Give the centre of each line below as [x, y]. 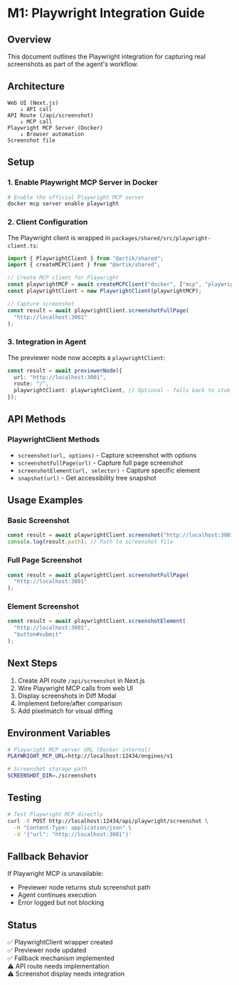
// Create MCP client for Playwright [63, 278]
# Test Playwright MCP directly [55, 814]
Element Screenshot [43, 607]
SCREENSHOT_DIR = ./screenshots [52, 776]
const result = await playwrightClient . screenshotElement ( [97, 622]
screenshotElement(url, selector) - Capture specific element [109, 470]
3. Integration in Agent [47, 342]
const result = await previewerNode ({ [65, 371]
